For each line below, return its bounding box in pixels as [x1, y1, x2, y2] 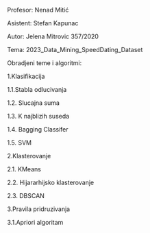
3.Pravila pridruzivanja [7, 205, 71, 213]
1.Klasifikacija [7, 72, 45, 80]
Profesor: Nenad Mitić [7, 6, 69, 14]
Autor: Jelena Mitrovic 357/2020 [7, 32, 99, 40]
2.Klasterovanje [7, 152, 51, 160]
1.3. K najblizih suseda [7, 112, 70, 120]
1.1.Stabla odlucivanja [7, 86, 67, 93]
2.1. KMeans [7, 165, 41, 173]
